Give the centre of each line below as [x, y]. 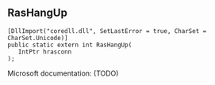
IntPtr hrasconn [45, 52]
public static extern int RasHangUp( [70, 45]
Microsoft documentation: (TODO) [63, 73]
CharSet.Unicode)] [38, 38]
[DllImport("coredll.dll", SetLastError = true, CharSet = [107, 31]
